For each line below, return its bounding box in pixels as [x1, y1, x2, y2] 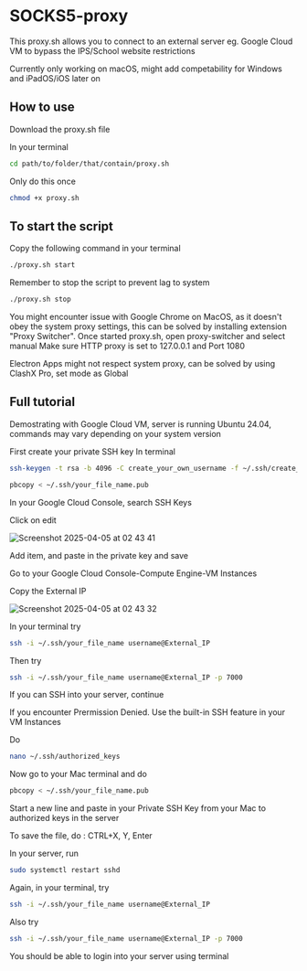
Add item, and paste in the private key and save [9, 550, 189, 560]
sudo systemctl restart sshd [9, 866, 121, 875]
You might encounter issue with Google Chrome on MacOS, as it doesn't [9, 312, 282, 323]
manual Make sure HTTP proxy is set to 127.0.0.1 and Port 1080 [9, 340, 245, 352]
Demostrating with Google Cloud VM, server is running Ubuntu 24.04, [9, 418, 272, 430]
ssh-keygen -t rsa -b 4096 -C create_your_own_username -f [9, 464, 239, 473]
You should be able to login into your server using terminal [9, 950, 229, 961]
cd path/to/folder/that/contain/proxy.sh [9, 159, 170, 168]
